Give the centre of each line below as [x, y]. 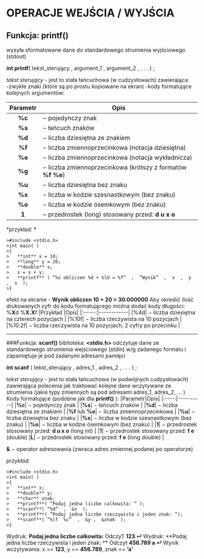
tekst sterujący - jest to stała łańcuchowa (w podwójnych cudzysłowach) [97, 379]
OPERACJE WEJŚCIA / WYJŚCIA [90, 13]
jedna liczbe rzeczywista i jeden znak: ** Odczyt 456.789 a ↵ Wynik [93, 543]
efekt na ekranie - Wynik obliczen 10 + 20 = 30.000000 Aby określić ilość [100, 300]
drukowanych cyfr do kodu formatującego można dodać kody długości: [96, 306]
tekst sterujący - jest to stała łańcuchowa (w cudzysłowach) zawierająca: [98, 80]
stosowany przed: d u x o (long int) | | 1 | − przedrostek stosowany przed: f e [100, 431]
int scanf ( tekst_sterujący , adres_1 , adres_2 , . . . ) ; [72, 368]
